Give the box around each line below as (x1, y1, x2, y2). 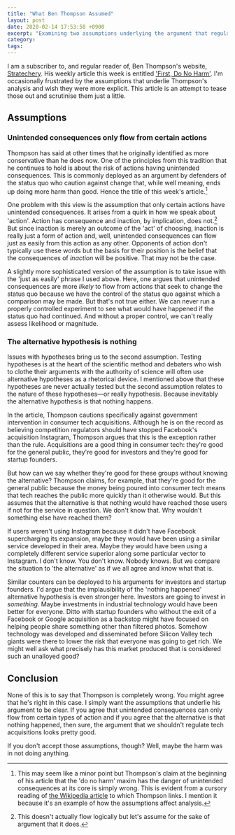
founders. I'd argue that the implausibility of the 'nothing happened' (7, 585, 202, 594)
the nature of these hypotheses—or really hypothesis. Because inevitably (7, 390, 218, 399)
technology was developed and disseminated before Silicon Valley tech (7, 630, 213, 638)
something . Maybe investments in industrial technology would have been (7, 600, 218, 608)
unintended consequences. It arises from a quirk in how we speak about (7, 208, 215, 217)
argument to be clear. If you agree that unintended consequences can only (7, 706, 222, 714)
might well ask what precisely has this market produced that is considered (7, 645, 222, 653)
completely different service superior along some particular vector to (7, 550, 206, 558)
